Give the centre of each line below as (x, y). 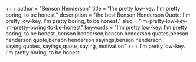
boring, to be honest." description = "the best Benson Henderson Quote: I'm (98, 15)
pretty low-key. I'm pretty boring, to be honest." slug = (72, 21)
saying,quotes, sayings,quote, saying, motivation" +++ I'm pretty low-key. (95, 46)
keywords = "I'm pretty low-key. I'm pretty (136, 27)
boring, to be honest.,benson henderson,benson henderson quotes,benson (97, 34)
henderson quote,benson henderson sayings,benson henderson (84, 40)
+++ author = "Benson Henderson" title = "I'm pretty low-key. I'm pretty (93, 9)
